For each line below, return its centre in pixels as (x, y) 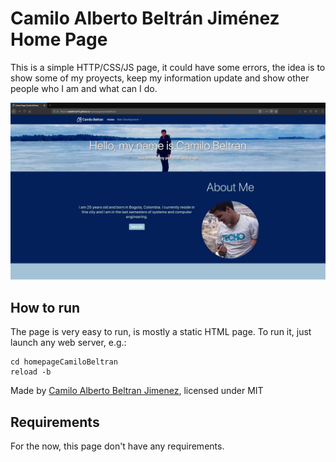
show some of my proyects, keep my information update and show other (160, 78)
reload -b (31, 372)
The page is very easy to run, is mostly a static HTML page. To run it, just (161, 332)
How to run (45, 307)
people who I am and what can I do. (84, 88)
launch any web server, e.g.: (68, 343)
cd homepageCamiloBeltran (64, 362)
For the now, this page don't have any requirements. (117, 446)
